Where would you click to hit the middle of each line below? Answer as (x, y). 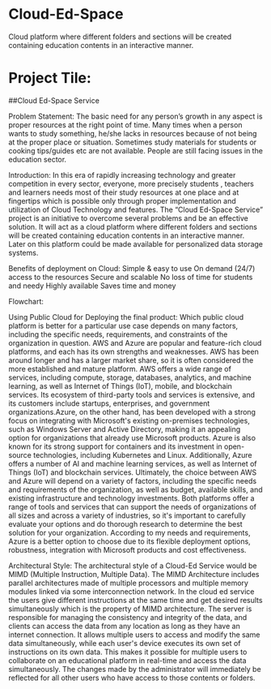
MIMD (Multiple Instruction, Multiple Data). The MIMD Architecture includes (134, 574)
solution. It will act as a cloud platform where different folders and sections (133, 226)
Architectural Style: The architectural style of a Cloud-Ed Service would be (133, 566)
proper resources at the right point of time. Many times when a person (125, 125)
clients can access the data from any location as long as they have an (124, 626)
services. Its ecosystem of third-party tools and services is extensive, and (132, 394)
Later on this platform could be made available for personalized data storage (136, 243)
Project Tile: (50, 78)
